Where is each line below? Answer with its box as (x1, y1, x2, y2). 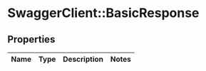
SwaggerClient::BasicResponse (7, 5, 200, 21)
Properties (7, 33, 56, 45)
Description (63, 55, 103, 64)
